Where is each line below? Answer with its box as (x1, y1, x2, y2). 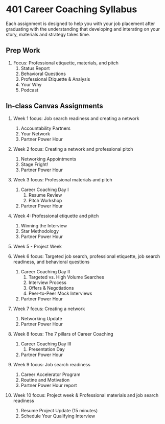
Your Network (20, 130, 51, 136)
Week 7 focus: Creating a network (13, 305, 85, 312)
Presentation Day (28, 346, 65, 352)
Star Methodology (20, 228, 59, 234)
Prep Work (6, 46, 40, 55)
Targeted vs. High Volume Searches (28, 274, 104, 280)
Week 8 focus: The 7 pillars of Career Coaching (13, 331, 114, 337)
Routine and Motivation (20, 376, 70, 383)
